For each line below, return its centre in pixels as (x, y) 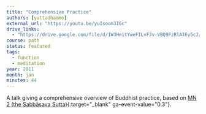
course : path (23, 40)
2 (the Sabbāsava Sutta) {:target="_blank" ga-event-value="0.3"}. (89, 104)
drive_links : (23, 29)
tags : (13, 52)
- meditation (29, 63)
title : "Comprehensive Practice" (49, 12)
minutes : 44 (21, 80)
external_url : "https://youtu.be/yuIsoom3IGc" (67, 23)
